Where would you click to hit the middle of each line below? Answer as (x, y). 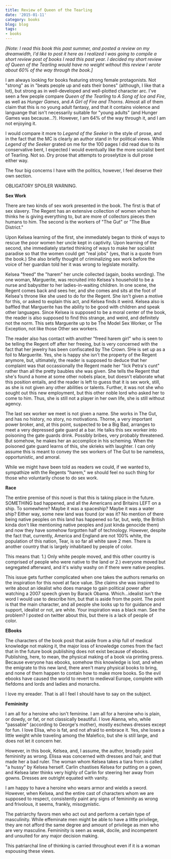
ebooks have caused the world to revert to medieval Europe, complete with (84, 679)
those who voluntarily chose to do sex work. (52, 478)
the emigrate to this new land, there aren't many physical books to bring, (82, 668)
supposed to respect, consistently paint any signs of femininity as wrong (82, 799)
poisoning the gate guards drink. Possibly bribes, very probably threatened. (85, 435)
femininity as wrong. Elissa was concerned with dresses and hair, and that (83, 756)
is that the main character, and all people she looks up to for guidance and (83, 604)
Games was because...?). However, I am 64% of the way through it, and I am (86, 118)
